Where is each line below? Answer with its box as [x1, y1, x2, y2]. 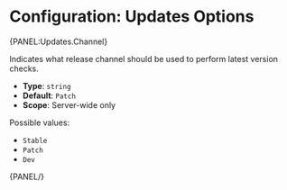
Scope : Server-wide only [22, 99, 116, 110]
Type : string [22, 80, 71, 91]
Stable [22, 136, 48, 145]
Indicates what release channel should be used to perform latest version [9, 53, 278, 64]
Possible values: [9, 117, 70, 128]
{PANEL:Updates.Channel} [9, 36, 108, 47]
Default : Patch [22, 90, 77, 101]
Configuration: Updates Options [9, 6, 255, 27]
